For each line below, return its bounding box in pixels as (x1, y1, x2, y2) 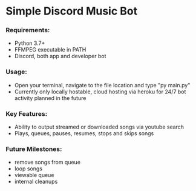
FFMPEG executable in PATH (14, 46, 87, 53)
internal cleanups (14, 178, 58, 186)
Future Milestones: (5, 145, 62, 153)
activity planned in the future (14, 94, 87, 101)
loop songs (14, 165, 43, 172)
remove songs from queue (14, 159, 81, 166)
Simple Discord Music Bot (5, 4, 138, 18)
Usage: (5, 68, 28, 76)
